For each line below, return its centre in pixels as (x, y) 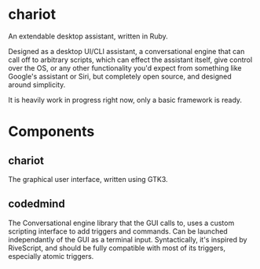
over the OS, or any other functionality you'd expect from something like (125, 67)
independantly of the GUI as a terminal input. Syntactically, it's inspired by (128, 239)
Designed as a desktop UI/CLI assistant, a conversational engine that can (126, 51)
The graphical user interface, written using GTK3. (88, 179)
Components (51, 132)
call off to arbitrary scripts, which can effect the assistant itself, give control (130, 60)
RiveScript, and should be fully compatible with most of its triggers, (117, 248)
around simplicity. (37, 85)
